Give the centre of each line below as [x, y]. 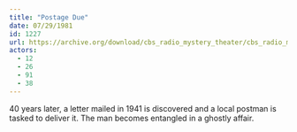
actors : [23, 50]
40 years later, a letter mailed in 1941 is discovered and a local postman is [143, 108]
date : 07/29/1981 [41, 26]
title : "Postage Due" [49, 17]
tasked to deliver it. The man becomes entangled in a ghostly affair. [132, 118]
